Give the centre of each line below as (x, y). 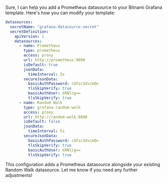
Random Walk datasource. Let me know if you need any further (72, 170)
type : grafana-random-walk (52, 107)
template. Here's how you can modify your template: (60, 13)
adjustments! (19, 175)
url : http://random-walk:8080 (55, 117)
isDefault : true (41, 65)
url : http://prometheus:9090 (54, 60)
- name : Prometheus (39, 46)
